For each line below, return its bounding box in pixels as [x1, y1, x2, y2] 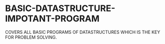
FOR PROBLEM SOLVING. [5, 34, 57, 40]
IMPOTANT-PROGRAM [5, 13, 100, 24]
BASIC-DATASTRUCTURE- [5, 3, 116, 14]
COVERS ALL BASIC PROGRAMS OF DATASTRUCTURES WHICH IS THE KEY [5, 29, 161, 35]
